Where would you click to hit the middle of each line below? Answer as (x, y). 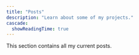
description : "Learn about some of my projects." (70, 18)
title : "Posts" (25, 12)
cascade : (17, 23)
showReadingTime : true (40, 29)
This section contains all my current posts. (59, 46)
